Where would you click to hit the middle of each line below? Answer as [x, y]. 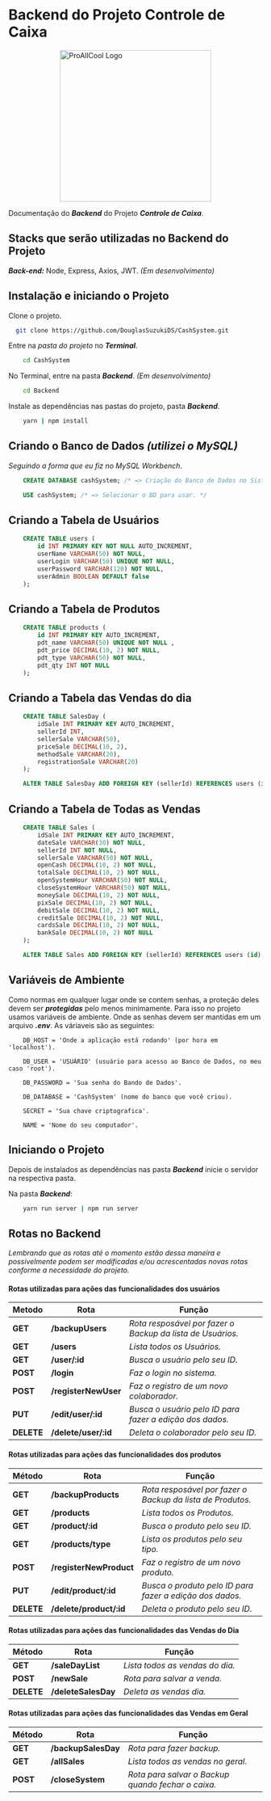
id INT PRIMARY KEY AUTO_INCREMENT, [99, 635]
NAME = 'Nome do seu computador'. [81, 1125]
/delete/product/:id [88, 1609]
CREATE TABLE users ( [59, 539]
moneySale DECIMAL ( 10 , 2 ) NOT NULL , [99, 895]
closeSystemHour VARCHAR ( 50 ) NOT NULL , [104, 888]
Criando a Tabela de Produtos [84, 609]
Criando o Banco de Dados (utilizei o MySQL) [123, 446]
